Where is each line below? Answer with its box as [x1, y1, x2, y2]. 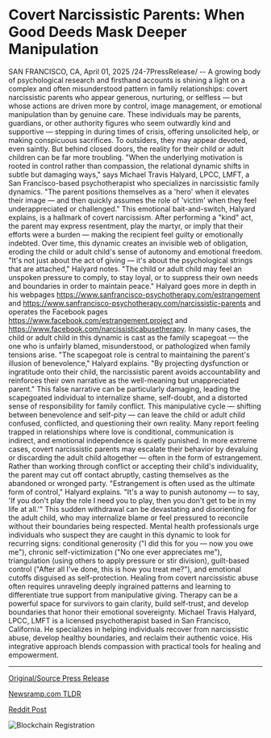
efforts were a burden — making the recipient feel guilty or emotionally [8, 229, 244, 239]
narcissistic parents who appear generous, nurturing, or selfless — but [8, 92, 244, 102]
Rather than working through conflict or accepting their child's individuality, [8, 461, 259, 471]
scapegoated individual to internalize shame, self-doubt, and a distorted [8, 392, 248, 402]
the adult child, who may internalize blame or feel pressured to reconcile [8, 513, 248, 522]
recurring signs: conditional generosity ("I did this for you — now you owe [8, 539, 254, 548]
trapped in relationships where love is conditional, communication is [8, 426, 234, 437]
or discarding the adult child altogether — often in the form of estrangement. [8, 452, 263, 462]
